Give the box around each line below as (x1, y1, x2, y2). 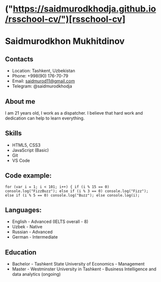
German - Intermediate (12, 234, 58, 240)
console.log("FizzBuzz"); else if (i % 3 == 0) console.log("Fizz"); (5, 189, 149, 193)
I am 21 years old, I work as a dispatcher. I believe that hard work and (5, 110, 143, 116)
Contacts (5, 55, 34, 63)
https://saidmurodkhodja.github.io (13, 3, 156, 15)
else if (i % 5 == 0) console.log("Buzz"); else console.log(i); (5, 193, 140, 198)
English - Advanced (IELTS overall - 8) (12, 219, 89, 224)
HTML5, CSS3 (12, 142, 41, 148)
